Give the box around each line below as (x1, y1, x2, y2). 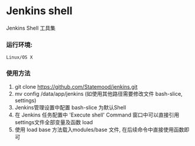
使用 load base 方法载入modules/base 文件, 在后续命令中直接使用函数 (14, 126, 184, 133)
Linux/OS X (6, 54, 33, 60)
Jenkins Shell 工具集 (6, 24, 56, 31)
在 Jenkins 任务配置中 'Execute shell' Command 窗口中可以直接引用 (14, 111, 180, 118)
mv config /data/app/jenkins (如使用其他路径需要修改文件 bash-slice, (14, 90, 183, 97)
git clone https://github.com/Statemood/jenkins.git (14, 83, 138, 90)
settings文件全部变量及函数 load (14, 118, 93, 125)
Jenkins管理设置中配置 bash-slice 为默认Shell (14, 103, 126, 111)
